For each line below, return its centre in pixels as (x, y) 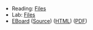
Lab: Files (23, 15)
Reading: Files (29, 9)
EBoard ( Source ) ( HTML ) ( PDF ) (49, 21)
